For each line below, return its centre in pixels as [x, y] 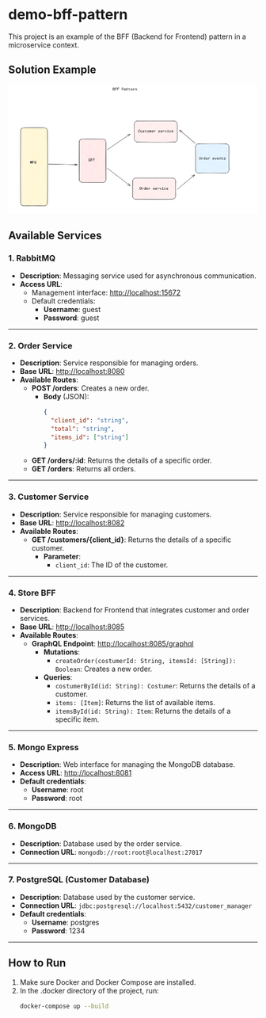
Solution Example [52, 70]
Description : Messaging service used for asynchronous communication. [138, 276]
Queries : [58, 677]
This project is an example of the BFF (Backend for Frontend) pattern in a [127, 36]
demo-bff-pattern [68, 15]
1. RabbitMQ [32, 258]
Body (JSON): [66, 396]
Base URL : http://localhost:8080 [72, 371]
